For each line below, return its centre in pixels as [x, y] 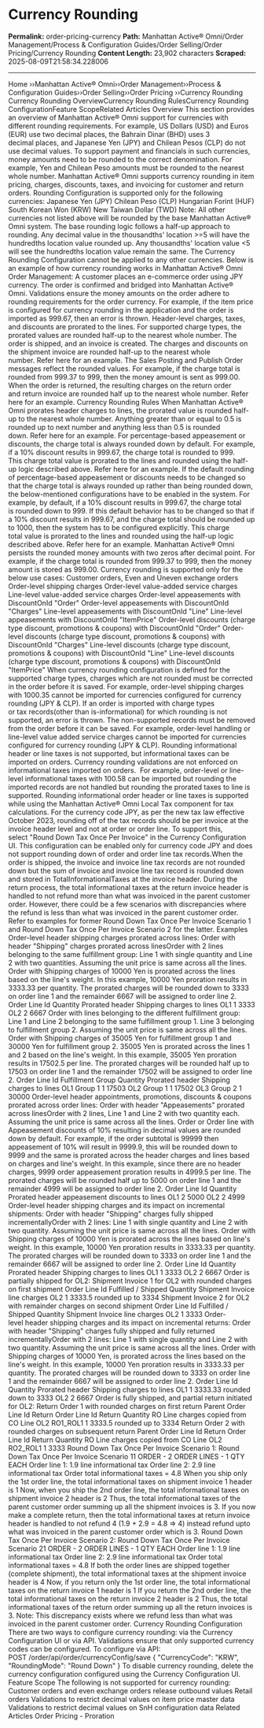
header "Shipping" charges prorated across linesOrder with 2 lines [116, 946]
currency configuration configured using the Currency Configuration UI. [125, 1674]
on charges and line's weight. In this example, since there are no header [125, 1163]
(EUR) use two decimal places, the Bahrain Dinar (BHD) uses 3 [109, 134]
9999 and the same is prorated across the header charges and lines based [129, 1155]
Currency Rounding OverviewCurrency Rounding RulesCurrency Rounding [128, 101]
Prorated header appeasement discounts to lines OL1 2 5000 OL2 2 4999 [126, 1197]
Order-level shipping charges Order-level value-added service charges [123, 586]
